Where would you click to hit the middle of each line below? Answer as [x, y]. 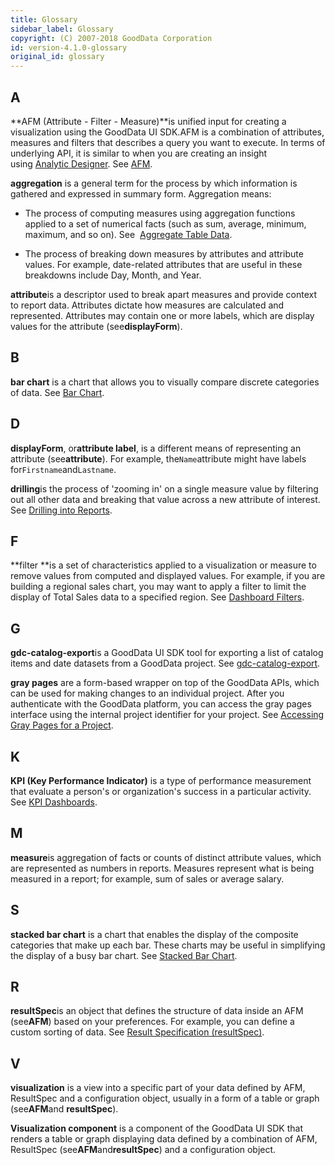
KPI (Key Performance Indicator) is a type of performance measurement [161, 780]
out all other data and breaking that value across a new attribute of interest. [165, 499]
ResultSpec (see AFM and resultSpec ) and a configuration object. [143, 1150]
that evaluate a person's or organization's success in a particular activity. [161, 791]
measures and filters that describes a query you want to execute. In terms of [168, 142]
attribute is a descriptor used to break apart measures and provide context [164, 294]
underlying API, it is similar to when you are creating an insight [139, 153]
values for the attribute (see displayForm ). [96, 326]
